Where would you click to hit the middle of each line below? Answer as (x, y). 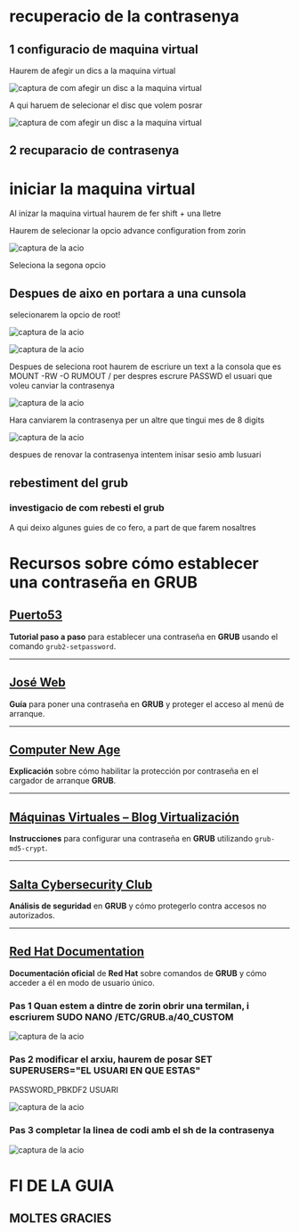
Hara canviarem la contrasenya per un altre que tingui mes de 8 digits (137, 420)
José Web (37, 682)
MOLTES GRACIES (61, 1219)
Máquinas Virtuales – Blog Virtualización (125, 817)
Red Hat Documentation (77, 952)
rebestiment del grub (69, 483)
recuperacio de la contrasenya (124, 16)
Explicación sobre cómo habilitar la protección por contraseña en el (134, 771)
